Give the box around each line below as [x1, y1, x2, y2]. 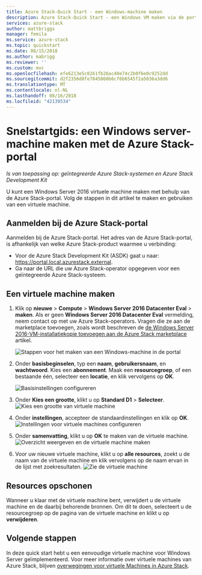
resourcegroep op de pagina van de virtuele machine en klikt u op [6, 509, 170, 517]
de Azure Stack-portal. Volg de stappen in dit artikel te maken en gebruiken [6, 194, 193, 202]
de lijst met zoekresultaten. [14, 463, 82, 470]
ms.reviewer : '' [6, 59, 47, 65]
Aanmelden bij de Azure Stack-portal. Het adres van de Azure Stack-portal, [6, 234, 193, 241]
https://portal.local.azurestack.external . [14, 258, 113, 266]
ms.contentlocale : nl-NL [6, 87, 69, 93]
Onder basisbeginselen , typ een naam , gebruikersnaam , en [14, 360, 167, 367]
